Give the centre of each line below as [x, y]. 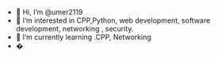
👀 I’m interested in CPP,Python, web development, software [113, 20]
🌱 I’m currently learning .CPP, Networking [84, 37]
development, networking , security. [75, 29]
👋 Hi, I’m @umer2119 [49, 12]
